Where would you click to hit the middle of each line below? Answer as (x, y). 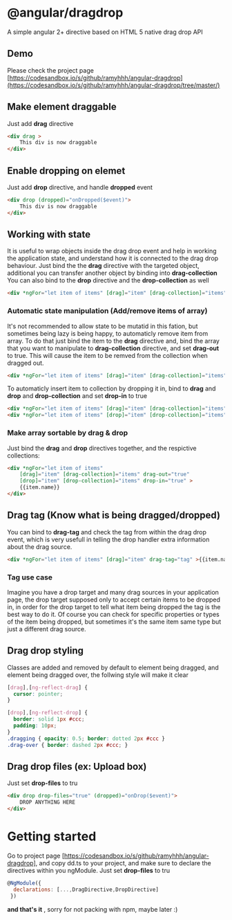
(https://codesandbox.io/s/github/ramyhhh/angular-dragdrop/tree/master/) (114, 85)
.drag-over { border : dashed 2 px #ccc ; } (68, 745)
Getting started (52, 837)
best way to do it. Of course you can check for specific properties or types (113, 614)
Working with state (49, 234)
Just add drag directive (40, 123)
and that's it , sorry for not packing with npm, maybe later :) (93, 909)
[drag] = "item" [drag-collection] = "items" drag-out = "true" (105, 475)
